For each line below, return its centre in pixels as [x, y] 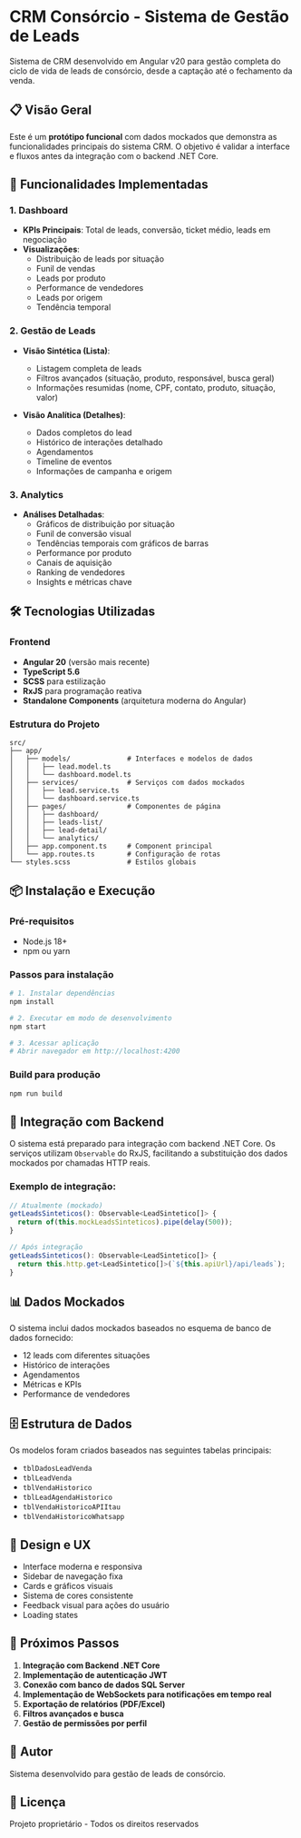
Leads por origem [69, 298]
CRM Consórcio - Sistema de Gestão [150, 17]
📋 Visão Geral [51, 110]
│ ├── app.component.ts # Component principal [111, 847]
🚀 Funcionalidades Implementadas [109, 185]
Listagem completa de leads [89, 368]
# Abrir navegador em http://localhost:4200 [95, 1051]
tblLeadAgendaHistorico [68, 1498]
